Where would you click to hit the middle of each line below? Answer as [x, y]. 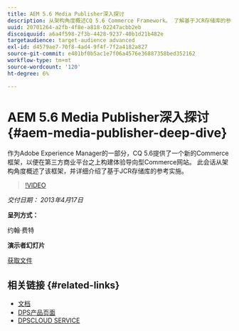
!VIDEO [35, 185]
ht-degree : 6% [28, 73]
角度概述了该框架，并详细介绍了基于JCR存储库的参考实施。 [101, 171]
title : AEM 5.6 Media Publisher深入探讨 [66, 14]
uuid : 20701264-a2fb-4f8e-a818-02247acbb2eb [74, 27]
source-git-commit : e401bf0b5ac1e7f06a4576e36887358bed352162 [101, 54]
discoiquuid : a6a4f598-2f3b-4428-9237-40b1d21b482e [85, 34]
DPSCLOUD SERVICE [49, 320]
